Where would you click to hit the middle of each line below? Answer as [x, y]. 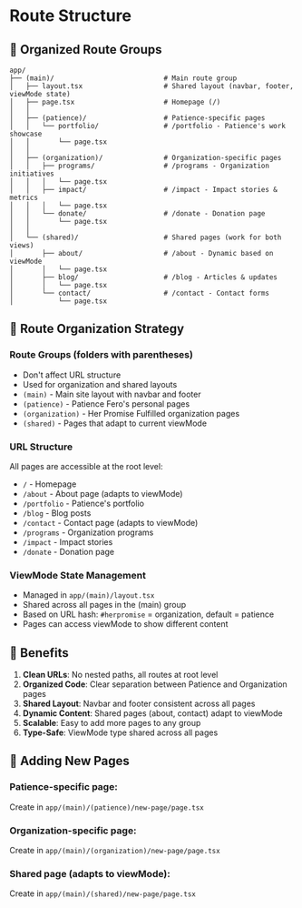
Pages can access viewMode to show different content [125, 624]
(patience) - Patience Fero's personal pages [106, 404]
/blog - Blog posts [57, 513]
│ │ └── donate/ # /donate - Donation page [137, 214]
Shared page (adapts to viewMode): [90, 874]
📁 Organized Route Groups [86, 50]
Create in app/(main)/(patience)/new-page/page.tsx [107, 807]
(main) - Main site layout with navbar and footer [112, 394]
